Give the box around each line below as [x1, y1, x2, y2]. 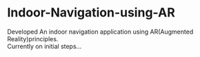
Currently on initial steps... [7, 42, 82, 50]
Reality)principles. [7, 34, 59, 43]
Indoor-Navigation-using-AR [7, 5, 176, 21]
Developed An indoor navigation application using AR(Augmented [7, 27, 194, 36]
